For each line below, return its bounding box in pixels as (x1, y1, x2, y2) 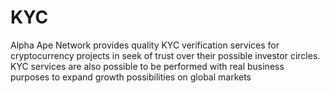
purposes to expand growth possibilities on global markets (10, 71, 252, 83)
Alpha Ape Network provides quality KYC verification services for (10, 39, 280, 51)
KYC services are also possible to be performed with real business (10, 60, 285, 72)
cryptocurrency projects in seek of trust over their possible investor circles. (10, 49, 321, 61)
